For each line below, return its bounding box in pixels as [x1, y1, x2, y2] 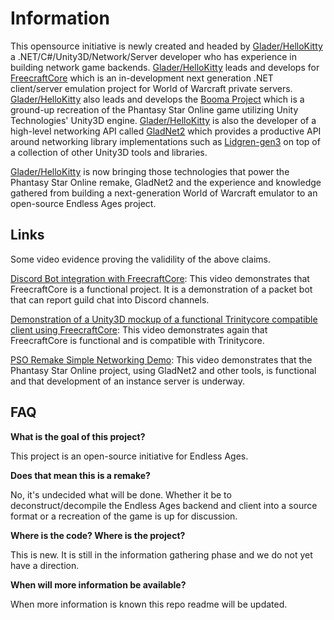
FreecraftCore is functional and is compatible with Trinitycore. [10, 334, 265, 346]
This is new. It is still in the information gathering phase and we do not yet [10, 548, 313, 561]
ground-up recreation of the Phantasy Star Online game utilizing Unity [10, 103, 299, 116]
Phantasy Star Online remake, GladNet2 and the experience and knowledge [10, 176, 322, 188]
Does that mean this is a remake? [10, 469, 151, 481]
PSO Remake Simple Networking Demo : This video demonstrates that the [10, 353, 313, 366]
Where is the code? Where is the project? [10, 529, 186, 541]
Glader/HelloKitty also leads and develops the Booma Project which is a [10, 93, 305, 105]
